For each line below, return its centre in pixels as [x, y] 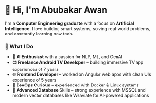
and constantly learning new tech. [39, 34]
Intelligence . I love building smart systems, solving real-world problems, [78, 28]
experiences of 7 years [35, 69]
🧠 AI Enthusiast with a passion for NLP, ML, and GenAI [67, 57]
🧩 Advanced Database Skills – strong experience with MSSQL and [79, 90]
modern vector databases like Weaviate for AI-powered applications [80, 95]
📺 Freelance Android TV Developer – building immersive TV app [78, 62]
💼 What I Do [19, 46]
